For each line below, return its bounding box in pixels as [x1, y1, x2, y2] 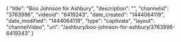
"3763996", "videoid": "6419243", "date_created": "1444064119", [6, 11, 165, 18]
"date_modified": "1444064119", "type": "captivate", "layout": [6, 17, 155, 24]
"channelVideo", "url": [6, 23, 60, 30]
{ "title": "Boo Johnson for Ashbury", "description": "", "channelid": [6, 5, 169, 12]
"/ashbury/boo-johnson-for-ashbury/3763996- [61, 23, 176, 30]
